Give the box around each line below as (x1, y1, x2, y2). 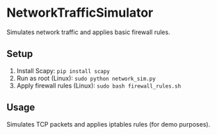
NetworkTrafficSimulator (6, 5, 154, 21)
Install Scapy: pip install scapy (16, 66, 111, 74)
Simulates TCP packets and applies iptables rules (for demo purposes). (6, 120, 211, 128)
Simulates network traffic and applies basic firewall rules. (6, 28, 171, 36)
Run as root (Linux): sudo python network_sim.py (16, 74, 156, 82)
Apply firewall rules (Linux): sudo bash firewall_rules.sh (16, 81, 182, 90)
